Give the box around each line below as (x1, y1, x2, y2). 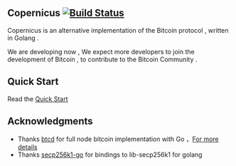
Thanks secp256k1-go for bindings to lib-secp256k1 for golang (17, 150, 203, 159)
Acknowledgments (7, 115, 94, 128)
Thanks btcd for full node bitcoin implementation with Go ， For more (17, 135, 219, 143)
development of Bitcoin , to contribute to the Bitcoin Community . (7, 55, 198, 63)
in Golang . (7, 33, 39, 42)
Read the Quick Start (7, 94, 68, 103)
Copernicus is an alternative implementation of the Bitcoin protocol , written (7, 26, 229, 34)
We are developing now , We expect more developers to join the (7, 47, 195, 56)
